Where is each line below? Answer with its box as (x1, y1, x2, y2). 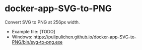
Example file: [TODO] (11, 28, 56, 34)
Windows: (11, 34, 33, 40)
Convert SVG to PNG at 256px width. (4, 19, 80, 25)
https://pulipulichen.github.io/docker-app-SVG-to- (33, 34, 137, 40)
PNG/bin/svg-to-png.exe (11, 39, 63, 45)
